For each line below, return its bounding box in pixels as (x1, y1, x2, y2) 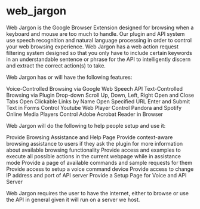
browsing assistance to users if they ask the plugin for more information (6, 140, 183, 147)
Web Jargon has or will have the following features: (6, 73, 133, 81)
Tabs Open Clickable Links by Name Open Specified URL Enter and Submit (6, 97, 190, 105)
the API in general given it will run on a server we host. (6, 196, 140, 203)
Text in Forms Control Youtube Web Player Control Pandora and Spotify (6, 104, 182, 111)
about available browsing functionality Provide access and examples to (6, 146, 181, 153)
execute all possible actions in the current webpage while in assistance (6, 152, 181, 159)
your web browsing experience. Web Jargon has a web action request (6, 43, 179, 50)
